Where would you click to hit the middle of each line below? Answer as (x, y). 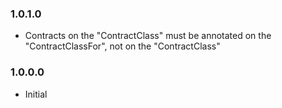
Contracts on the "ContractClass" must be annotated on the (148, 36)
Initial (36, 94)
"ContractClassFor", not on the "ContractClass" (122, 46)
